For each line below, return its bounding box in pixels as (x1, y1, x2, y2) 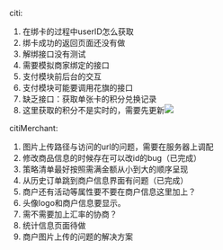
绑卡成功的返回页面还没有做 (22, 38, 126, 48)
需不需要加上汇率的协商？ (22, 209, 118, 219)
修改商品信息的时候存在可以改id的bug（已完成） (22, 153, 202, 163)
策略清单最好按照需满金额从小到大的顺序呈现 (22, 164, 189, 174)
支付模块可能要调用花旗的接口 (22, 83, 133, 93)
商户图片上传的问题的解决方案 (22, 231, 133, 242)
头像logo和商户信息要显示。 (22, 198, 126, 208)
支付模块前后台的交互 (22, 71, 102, 82)
